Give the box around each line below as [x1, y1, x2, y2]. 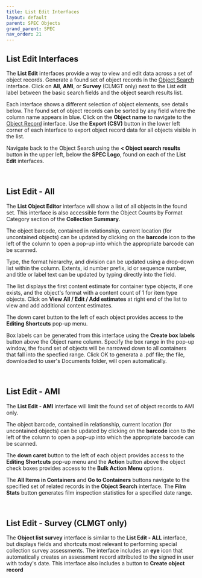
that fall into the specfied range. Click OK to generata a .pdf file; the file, [6, 351, 185, 358]
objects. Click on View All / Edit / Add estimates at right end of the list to [6, 295, 188, 303]
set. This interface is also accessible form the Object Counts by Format [6, 209, 183, 216]
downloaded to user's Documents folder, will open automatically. [6, 357, 167, 364]
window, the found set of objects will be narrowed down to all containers [6, 344, 187, 352]
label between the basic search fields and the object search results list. [6, 89, 183, 96]
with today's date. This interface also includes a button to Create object [6, 560, 185, 567]
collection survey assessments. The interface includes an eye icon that [6, 547, 183, 554]
